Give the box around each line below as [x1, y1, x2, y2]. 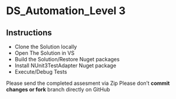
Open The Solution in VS [14, 49, 75, 57]
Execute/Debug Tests [14, 68, 67, 75]
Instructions [6, 28, 52, 38]
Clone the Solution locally [14, 43, 77, 50]
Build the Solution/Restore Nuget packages [14, 56, 120, 62]
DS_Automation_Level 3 [6, 4, 126, 18]
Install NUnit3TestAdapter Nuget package [14, 62, 116, 69]
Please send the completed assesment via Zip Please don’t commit [6, 80, 170, 87]
